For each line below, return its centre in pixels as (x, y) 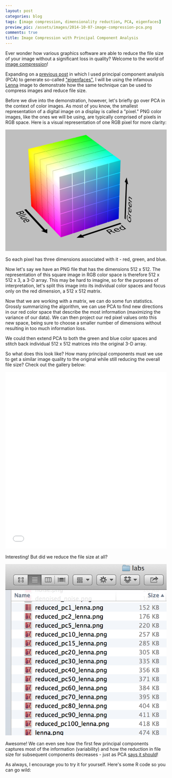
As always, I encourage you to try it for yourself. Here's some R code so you (85, 765)
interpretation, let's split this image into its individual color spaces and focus (85, 286)
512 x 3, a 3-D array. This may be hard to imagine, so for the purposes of (82, 280)
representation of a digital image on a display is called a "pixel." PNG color (84, 111)
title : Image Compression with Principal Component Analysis (72, 38)
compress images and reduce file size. (46, 91)
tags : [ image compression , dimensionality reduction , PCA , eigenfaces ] (83, 22)
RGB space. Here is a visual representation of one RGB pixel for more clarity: (86, 122)
